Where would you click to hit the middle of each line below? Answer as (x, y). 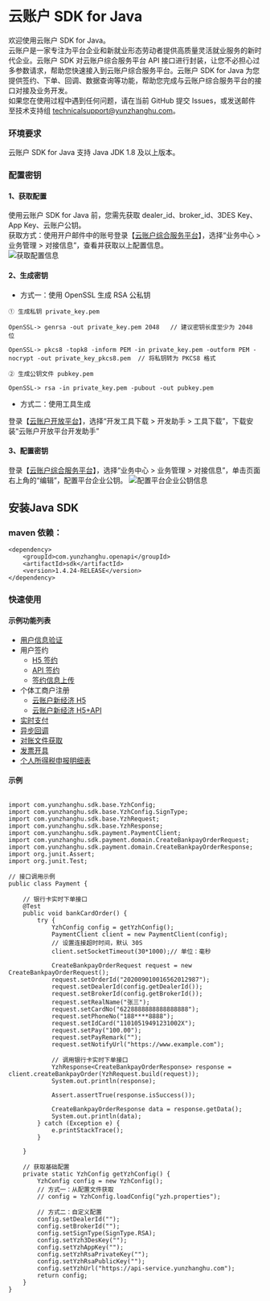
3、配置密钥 (29, 451)
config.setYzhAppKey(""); (81, 1247)
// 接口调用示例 (32, 877)
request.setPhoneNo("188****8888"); (112, 1016)
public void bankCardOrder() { (75, 913)
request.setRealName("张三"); (100, 1002)
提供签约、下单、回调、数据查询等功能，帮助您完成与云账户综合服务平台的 (131, 80)
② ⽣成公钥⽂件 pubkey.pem (51, 374)
